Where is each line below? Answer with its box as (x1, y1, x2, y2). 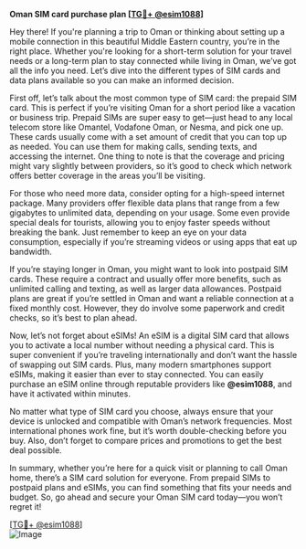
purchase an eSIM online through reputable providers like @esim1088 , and (9, 379, 292, 389)
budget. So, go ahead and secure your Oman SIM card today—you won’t (9, 491, 283, 502)
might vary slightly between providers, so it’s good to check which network (9, 161, 292, 171)
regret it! (9, 501, 42, 512)
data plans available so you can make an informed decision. (9, 75, 235, 86)
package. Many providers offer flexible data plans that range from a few (9, 197, 280, 208)
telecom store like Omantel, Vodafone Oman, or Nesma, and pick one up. (9, 121, 284, 132)
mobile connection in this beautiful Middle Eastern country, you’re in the (9, 37, 280, 47)
